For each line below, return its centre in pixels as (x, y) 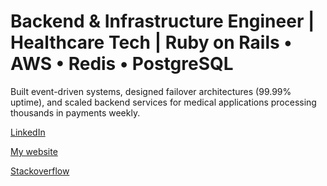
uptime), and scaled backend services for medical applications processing (163, 102)
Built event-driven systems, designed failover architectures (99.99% (151, 91)
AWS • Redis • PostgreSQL (122, 64)
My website (34, 151)
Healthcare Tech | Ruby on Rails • (151, 42)
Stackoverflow (40, 171)
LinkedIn (28, 132)
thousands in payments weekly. (75, 112)
